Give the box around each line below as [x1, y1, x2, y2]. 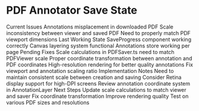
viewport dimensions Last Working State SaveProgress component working [6, 36, 192, 43]
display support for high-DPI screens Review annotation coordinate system [6, 80, 191, 87]
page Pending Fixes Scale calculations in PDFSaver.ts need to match [6, 48, 175, 55]
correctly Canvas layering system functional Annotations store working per [6, 42, 190, 49]
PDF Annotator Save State [6, 4, 138, 17]
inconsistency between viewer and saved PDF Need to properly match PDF [6, 29, 191, 36]
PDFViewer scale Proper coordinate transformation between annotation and [6, 55, 192, 62]
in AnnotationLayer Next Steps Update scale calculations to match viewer [6, 86, 186, 93]
